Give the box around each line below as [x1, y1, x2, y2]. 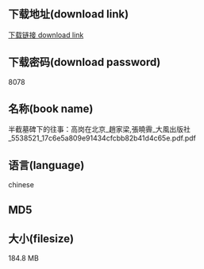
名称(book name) [8, 102, 94, 116]
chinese [8, 180, 34, 190]
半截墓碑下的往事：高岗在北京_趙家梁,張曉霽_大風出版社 [8, 125, 191, 134]
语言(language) [8, 158, 85, 172]
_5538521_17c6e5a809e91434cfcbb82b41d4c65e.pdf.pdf [8, 133, 196, 143]
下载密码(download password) [8, 56, 161, 69]
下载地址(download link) [8, 7, 129, 21]
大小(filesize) [8, 232, 74, 246]
